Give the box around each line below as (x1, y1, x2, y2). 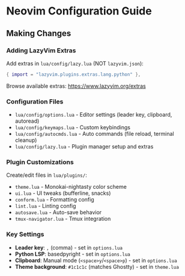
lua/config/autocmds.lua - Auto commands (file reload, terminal (14, 130, 174, 138)
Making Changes (6, 28, 71, 38)
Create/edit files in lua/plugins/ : (6, 171, 87, 179)
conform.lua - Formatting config (14, 196, 94, 203)
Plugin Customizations (6, 158, 74, 166)
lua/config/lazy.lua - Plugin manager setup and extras (14, 143, 154, 150)
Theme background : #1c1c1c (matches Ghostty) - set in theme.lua (14, 263, 179, 270)
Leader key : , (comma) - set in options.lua (14, 244, 123, 251)
